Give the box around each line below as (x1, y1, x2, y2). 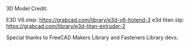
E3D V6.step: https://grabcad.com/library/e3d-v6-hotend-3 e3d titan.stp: (6, 16, 185, 23)
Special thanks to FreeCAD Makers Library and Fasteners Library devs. (6, 34, 179, 41)
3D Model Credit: (6, 5, 48, 12)
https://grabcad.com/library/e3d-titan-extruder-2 (6, 23, 126, 29)
